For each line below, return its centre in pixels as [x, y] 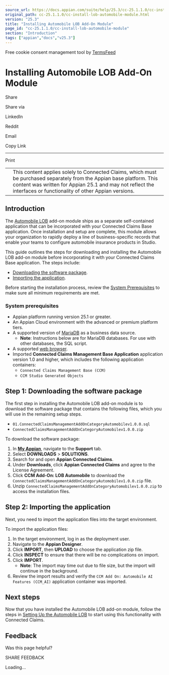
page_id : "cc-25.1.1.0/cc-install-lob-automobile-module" [67, 29]
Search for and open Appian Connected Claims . [63, 459]
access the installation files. [41, 491]
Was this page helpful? [29, 648]
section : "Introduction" [31, 33]
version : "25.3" [22, 19]
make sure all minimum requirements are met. [53, 293]
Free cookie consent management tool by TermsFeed [60, 52]
